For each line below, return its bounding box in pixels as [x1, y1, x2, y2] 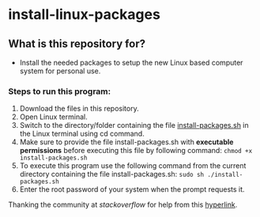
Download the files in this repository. [19, 104, 140, 114]
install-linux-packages [8, 6, 160, 24]
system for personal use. [19, 66, 101, 76]
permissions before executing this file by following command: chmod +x [19, 146, 253, 155]
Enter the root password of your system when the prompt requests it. [19, 185, 245, 194]
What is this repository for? [8, 37, 146, 51]
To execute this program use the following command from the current [19, 161, 247, 170]
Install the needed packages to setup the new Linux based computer [19, 58, 243, 67]
